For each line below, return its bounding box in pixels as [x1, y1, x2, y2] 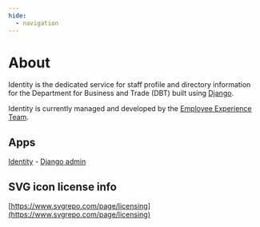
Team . [8, 113, 30, 122]
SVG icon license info [8, 180, 118, 193]
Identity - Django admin [8, 157, 86, 166]
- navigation [15, 19, 59, 27]
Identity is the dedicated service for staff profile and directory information [8, 80, 251, 90]
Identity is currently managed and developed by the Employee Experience [8, 104, 252, 113]
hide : [8, 11, 26, 20]
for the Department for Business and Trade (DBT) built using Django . [8, 89, 234, 98]
